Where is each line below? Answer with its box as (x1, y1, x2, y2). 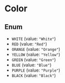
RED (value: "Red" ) (11, 41, 47, 47)
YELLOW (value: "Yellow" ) (11, 51, 61, 57)
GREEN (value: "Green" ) (11, 57, 56, 62)
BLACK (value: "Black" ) (11, 73, 56, 78)
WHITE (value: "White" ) (11, 36, 56, 41)
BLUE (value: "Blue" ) (11, 62, 52, 68)
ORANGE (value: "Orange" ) (11, 46, 61, 52)
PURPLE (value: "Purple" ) (11, 67, 61, 73)
